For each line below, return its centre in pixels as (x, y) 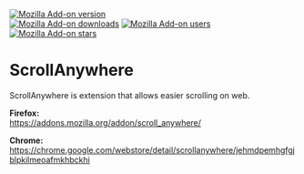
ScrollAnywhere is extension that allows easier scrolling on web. (130, 95)
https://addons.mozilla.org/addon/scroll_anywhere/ (106, 122)
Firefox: (25, 113)
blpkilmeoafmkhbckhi (50, 159)
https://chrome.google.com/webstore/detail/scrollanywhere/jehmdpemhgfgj (152, 149)
